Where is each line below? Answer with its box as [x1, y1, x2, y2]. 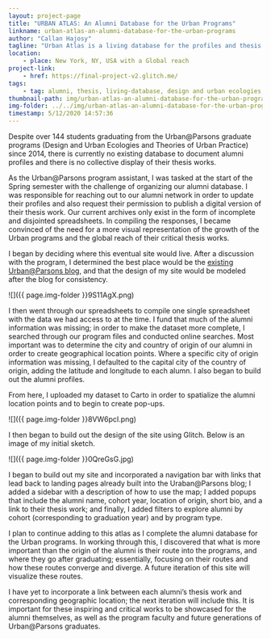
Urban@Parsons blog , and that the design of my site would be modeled [8, 266, 246, 275]
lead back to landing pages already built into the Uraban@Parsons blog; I [8, 478, 252, 488]
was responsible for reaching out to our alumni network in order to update [8, 191, 254, 200]
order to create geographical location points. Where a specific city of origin [8, 349, 259, 358]
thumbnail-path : [8, 95, 63, 103]
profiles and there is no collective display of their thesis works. [8, 158, 216, 166]
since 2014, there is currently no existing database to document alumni [8, 149, 244, 158]
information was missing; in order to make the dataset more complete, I [8, 323, 245, 332]
